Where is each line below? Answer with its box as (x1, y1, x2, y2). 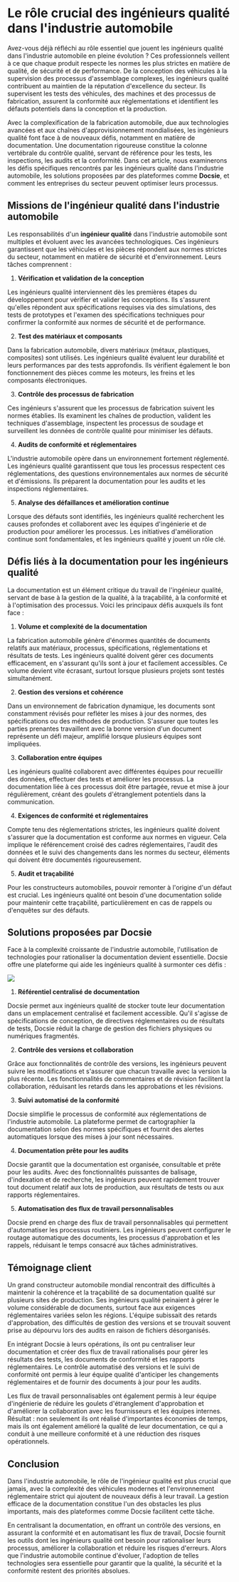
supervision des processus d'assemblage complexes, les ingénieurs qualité (7, 73, 229, 83)
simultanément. (7, 674, 53, 682)
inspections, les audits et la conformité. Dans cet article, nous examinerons (7, 156, 228, 165)
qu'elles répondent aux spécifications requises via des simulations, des (7, 303, 217, 311)
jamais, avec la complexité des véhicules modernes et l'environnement (7, 1484, 215, 1493)
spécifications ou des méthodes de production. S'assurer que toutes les (7, 716, 219, 725)
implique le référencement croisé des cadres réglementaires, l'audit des (7, 840, 218, 848)
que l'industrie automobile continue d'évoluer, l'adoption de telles (7, 1551, 199, 1560)
